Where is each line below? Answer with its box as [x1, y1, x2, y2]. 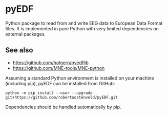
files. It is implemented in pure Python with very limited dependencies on [5, 25, 159, 31]
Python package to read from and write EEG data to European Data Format [5, 20, 163, 26]
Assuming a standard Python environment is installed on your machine [5, 75, 155, 81]
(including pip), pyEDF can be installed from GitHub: [5, 80, 115, 86]
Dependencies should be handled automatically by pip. [5, 104, 121, 110]
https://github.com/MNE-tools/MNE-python [12, 65, 105, 71]
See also [5, 46, 33, 54]
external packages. [5, 31, 46, 37]
